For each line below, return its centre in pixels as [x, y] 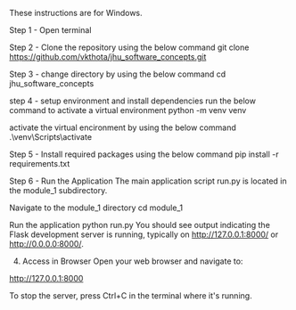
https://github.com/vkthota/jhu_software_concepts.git [108, 57]
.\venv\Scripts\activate [50, 137]
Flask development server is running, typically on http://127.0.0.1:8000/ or [144, 234]
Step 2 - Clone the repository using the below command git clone [129, 47]
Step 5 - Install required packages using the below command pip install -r [144, 154]
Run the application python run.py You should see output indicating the [140, 225]
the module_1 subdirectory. [58, 190]
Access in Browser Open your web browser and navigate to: [132, 261]
